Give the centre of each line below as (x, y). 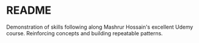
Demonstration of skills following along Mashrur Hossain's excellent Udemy (100, 27)
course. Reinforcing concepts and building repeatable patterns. (85, 33)
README (29, 10)
